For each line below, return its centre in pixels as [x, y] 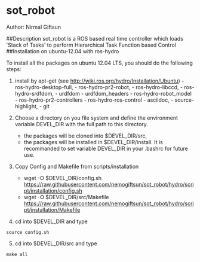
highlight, [26, 106]
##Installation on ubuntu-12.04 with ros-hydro [63, 51]
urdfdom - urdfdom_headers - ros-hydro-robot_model [125, 93]
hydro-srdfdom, [34, 93]
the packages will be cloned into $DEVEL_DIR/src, [85, 136]
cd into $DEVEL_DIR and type [51, 221]
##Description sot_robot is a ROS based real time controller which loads [95, 38]
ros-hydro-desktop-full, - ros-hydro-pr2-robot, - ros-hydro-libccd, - [99, 87]
